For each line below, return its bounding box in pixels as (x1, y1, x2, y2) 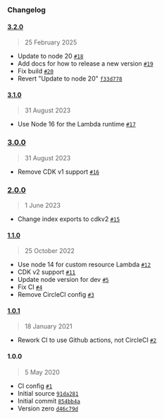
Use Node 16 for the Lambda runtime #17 (17, 120, 136, 129)
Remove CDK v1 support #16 (17, 167, 100, 176)
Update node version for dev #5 (17, 276, 109, 284)
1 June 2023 (24, 201, 61, 209)
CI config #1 (17, 382, 53, 390)
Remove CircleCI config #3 (17, 290, 95, 299)
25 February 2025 (24, 38, 77, 47)
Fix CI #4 (17, 283, 43, 291)
